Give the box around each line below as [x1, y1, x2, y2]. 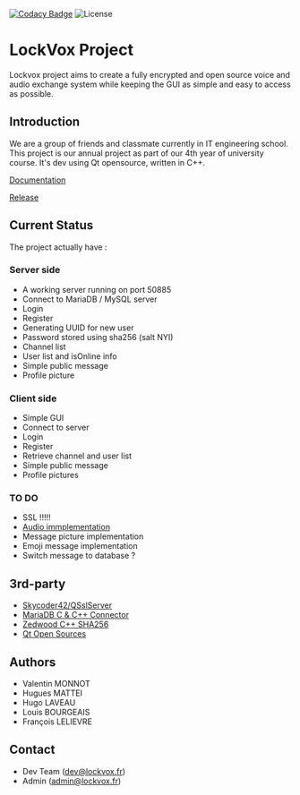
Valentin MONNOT [21, 679, 91, 689]
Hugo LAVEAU [21, 697, 76, 708]
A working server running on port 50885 [21, 284, 172, 295]
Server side [9, 264, 61, 277]
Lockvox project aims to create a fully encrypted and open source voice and [9, 69, 291, 80]
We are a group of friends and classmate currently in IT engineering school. [9, 138, 288, 149]
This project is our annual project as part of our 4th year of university [9, 148, 264, 158]
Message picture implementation [21, 531, 144, 542]
